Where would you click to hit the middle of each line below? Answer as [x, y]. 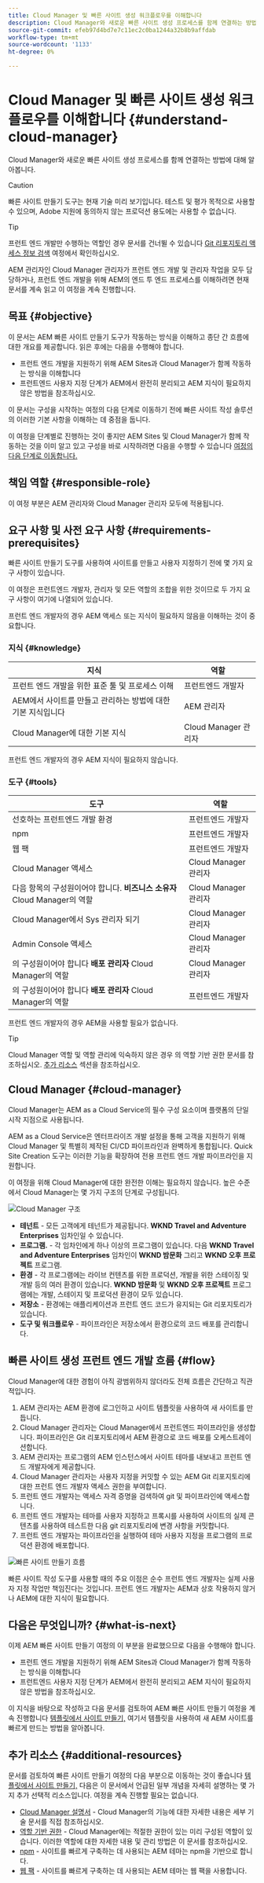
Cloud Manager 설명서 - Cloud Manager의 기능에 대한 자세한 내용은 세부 [132, 1812]
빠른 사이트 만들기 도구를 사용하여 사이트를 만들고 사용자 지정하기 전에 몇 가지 [126, 563]
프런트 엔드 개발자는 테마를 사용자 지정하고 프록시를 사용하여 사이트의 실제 [133, 1515]
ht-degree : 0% [31, 52]
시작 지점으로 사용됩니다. [46, 1119]
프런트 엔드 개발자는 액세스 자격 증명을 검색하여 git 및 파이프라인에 [121, 1496]
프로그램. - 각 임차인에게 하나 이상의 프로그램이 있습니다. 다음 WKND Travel [137, 1245]
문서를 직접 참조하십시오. [66, 1822]
